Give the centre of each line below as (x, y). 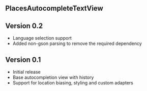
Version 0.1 (23, 60)
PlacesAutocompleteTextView (54, 8)
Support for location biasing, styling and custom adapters (73, 83)
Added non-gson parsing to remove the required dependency (77, 43)
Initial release (26, 72)
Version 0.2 (24, 26)
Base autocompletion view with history (53, 77)
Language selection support (42, 38)
